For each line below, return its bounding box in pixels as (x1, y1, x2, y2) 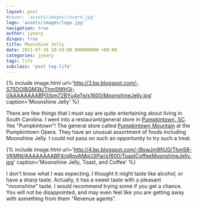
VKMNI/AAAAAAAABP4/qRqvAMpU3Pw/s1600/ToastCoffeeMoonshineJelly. (6, 153, 192, 160)
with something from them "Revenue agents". (6, 195, 117, 202)
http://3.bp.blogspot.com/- (73, 80, 138, 87)
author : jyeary (6, 31, 44, 37)
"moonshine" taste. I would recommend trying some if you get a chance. (6, 183, 183, 190)
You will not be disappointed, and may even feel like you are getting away (6, 189, 184, 196)
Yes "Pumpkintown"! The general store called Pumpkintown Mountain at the (6, 122, 190, 130)
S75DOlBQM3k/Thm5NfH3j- (6, 86, 75, 93)
